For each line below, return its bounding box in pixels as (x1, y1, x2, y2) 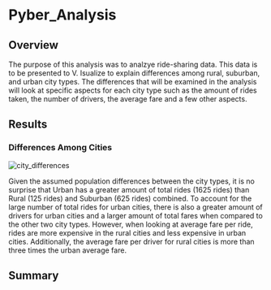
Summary (8, 269, 59, 283)
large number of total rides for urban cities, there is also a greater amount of (8, 201, 263, 212)
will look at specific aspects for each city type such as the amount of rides (8, 85, 257, 95)
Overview (8, 38, 59, 52)
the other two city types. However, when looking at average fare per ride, (8, 219, 253, 229)
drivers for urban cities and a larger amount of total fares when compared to (8, 210, 264, 220)
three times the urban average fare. (8, 245, 127, 255)
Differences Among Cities (8, 142, 113, 154)
